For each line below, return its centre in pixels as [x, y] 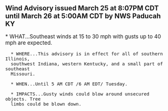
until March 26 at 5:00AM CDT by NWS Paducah [83, 16]
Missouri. [23, 74]
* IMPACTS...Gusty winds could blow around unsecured [80, 94]
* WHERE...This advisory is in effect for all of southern [87, 54]
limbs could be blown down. [46, 104]
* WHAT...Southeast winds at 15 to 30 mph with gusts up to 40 [83, 36]
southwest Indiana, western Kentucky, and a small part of [87, 64]
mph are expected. [29, 43]
